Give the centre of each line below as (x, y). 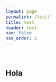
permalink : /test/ (28, 17)
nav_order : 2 (21, 38)
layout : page (21, 11)
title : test (20, 22)
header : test (21, 28)
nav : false (19, 33)
